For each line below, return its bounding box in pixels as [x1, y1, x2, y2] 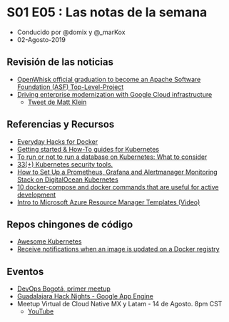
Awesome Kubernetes [16, 237, 82, 246]
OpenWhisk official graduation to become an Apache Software [16, 75, 201, 83]
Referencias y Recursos [6, 118, 115, 130]
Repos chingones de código [6, 218, 133, 230]
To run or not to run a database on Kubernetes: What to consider [16, 152, 208, 161]
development [16, 190, 56, 199]
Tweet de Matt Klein [27, 98, 87, 106]
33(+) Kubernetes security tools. [16, 160, 113, 168]
